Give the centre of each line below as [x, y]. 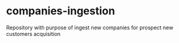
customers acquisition [33, 33]
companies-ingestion [61, 11]
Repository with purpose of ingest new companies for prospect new [90, 27]
